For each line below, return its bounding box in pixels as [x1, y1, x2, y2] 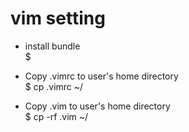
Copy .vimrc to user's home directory [24, 70, 179, 82]
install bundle [24, 40, 81, 52]
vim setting [10, 7, 106, 30]
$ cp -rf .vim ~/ [24, 110, 89, 122]
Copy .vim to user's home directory [24, 100, 171, 112]
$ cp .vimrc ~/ [24, 80, 84, 92]
